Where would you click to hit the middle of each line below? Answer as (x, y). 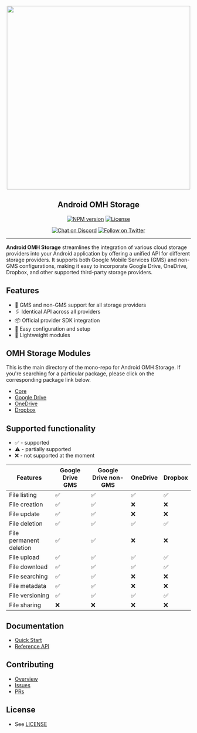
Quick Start (28, 640)
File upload (24, 557)
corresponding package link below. (48, 380)
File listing (23, 495)
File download (28, 567)
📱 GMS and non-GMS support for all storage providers (80, 305)
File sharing (25, 605)
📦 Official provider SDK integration (57, 320)
